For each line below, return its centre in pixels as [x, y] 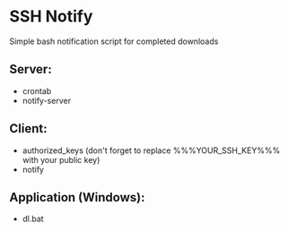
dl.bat [33, 219]
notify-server [47, 100]
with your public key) [61, 159]
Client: [28, 128]
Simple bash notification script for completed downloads [114, 41]
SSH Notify [51, 17]
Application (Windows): [77, 197]
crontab [37, 90]
